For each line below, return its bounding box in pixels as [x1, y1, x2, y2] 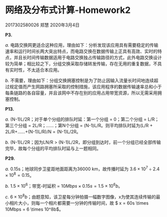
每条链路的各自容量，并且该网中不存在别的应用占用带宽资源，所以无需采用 [5, 90, 158, 96]
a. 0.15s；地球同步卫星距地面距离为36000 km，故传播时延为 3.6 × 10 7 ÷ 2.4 [5, 165, 160, 172]
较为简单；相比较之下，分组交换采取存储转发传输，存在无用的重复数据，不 [5, 61, 158, 67]
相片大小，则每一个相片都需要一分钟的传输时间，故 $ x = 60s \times [9, 200, 149, 206]
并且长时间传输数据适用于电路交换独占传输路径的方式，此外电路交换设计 [13, 54, 162, 60]
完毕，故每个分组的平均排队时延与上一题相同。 [5, 145, 101, 151]
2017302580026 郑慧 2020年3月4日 [5, 22, 80, 28]
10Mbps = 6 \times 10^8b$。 [5, 206, 64, 212]
